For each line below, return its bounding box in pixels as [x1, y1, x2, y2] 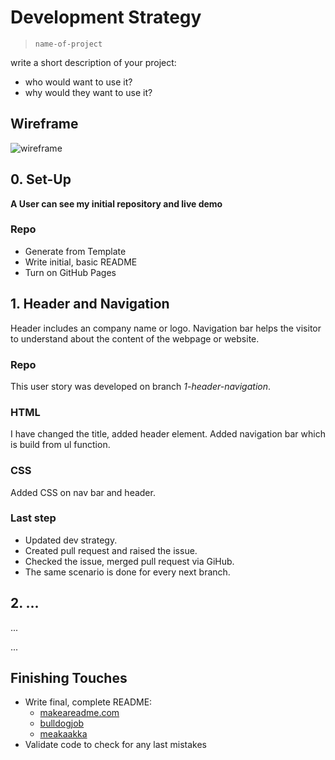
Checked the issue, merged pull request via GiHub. [24, 555, 235, 567]
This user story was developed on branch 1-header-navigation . [10, 380, 272, 392]
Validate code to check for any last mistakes [24, 739, 208, 751]
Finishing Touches [10, 670, 128, 687]
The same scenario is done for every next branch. [24, 566, 231, 578]
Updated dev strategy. [24, 534, 118, 546]
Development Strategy [10, 6, 202, 29]
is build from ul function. [10, 439, 111, 451]
